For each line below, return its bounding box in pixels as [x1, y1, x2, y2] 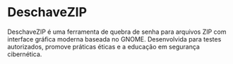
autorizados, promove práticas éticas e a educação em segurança [7, 42, 200, 51]
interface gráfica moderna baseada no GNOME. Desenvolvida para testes [7, 34, 222, 43]
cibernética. [7, 50, 42, 58]
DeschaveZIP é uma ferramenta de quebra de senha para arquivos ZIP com [7, 27, 227, 36]
